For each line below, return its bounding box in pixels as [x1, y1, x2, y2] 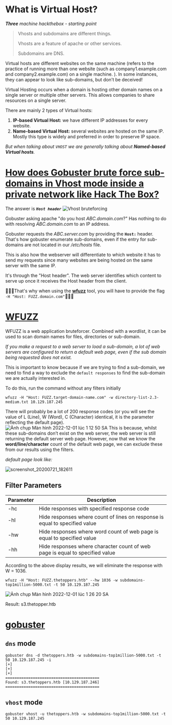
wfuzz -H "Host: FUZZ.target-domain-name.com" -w [5, 395, 114, 400]
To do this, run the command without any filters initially [5, 385, 121, 391]
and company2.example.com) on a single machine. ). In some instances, [5, 71, 158, 77]
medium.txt [5, 399, 29, 404]
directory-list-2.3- [115, 395, 159, 400]
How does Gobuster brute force [5, 167, 142, 179]
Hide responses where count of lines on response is [38, 513, 164, 520]
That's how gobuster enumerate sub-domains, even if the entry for [5, 236, 146, 242]
